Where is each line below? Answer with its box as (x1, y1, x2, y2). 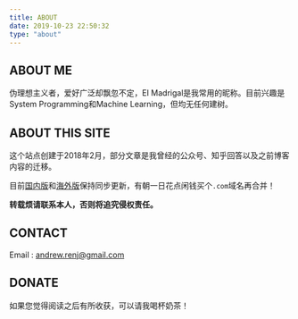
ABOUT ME (9, 63, 73, 78)
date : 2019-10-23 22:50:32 (9, 21, 110, 30)
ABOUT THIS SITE (9, 125, 111, 140)
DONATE (9, 275, 59, 290)
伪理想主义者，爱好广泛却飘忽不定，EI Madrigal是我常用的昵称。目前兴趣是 (9, 88, 286, 98)
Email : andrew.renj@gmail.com (9, 249, 125, 260)
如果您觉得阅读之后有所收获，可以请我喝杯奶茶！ (9, 300, 189, 311)
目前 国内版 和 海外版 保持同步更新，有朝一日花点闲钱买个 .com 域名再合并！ (9, 180, 276, 190)
